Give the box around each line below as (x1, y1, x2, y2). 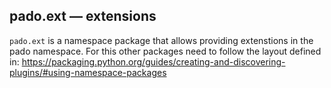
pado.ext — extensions (9, 8, 157, 25)
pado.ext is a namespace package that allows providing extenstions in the (9, 34, 314, 46)
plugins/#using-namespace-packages (9, 66, 167, 78)
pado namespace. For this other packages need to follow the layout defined (9, 45, 322, 57)
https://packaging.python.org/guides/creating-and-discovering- (21, 55, 286, 68)
